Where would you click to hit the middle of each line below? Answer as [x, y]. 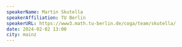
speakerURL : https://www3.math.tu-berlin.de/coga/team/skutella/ [91, 23]
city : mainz [21, 35]
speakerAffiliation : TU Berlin [46, 18]
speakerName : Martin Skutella [45, 12]
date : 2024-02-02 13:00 [37, 29]
